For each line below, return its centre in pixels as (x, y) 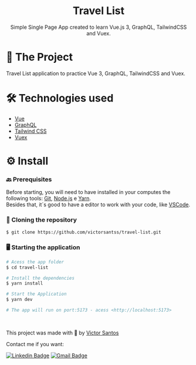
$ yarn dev (19, 300)
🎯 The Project (40, 57)
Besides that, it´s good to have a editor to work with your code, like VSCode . (98, 205)
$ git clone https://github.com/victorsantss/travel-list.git (84, 232)
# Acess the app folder (35, 262)
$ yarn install (25, 283)
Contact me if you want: (35, 344)
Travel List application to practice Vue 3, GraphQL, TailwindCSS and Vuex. (96, 73)
